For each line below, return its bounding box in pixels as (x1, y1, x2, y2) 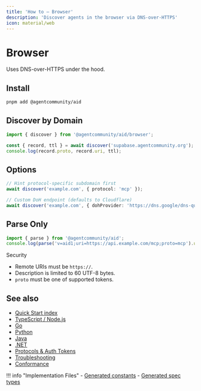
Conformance (14, 360, 49, 368)
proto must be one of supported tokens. (14, 276, 114, 283)
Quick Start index (14, 309, 58, 317)
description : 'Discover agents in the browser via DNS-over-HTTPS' (6, 14, 178, 20)
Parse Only (6, 219, 48, 229)
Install (6, 83, 30, 93)
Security (6, 252, 27, 259)
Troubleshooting (14, 354, 56, 361)
